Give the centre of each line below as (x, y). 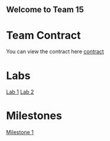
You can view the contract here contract (55, 52)
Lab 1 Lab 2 (20, 92)
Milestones (34, 116)
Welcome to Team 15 (45, 10)
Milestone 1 (20, 132)
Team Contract (43, 35)
